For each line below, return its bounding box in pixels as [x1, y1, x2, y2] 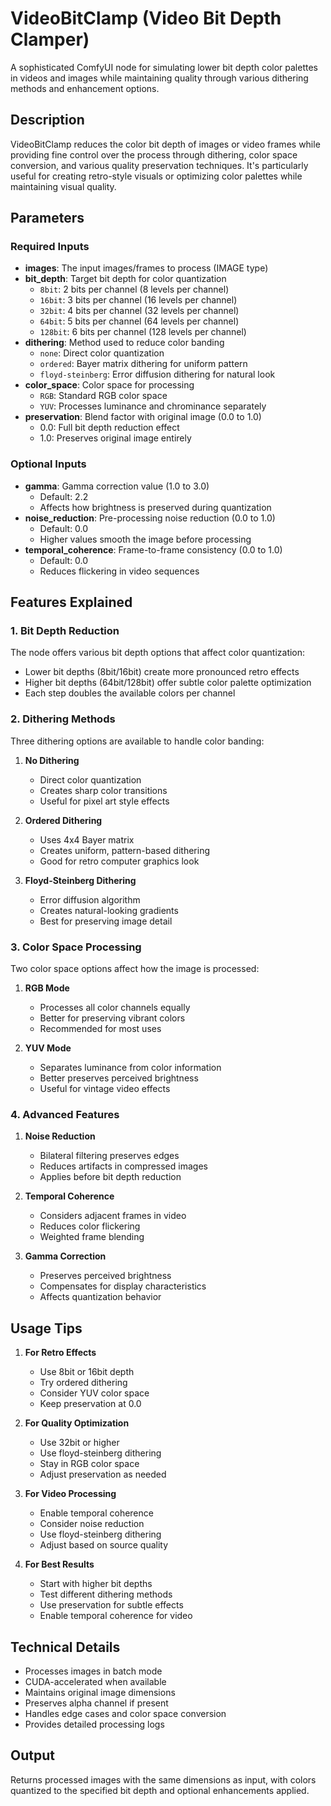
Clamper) [10, 28, 90, 51]
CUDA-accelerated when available [24, 1675, 167, 1687]
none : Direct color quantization [39, 347, 165, 359]
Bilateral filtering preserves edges [39, 1150, 180, 1162]
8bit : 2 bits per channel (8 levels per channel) [39, 283, 230, 296]
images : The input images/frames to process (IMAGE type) [24, 262, 269, 274]
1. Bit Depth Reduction [10, 624, 120, 638]
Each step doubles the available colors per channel [24, 687, 236, 699]
